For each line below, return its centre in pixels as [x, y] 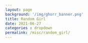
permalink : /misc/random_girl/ [38, 33]
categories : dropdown [29, 28]
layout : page [19, 10]
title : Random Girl [25, 19]
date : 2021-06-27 [23, 23]
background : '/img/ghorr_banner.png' [44, 14]
